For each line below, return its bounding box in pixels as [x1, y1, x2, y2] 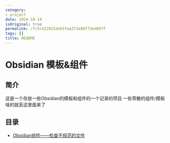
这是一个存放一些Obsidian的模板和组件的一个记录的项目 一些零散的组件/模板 [5, 95, 165, 101]
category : [5, 7, 26, 13]
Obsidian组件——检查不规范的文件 [12, 132, 85, 138]
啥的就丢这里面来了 [5, 101, 46, 108]
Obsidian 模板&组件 [5, 59, 88, 71]
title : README [5, 36, 36, 41]
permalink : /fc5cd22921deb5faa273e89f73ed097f [5, 26, 106, 31]
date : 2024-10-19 [5, 17, 42, 22]
